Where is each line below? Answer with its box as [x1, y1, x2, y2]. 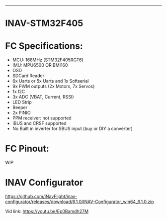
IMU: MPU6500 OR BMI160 [12, 62, 68, 68]
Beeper [12, 105, 28, 110]
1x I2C [12, 89, 25, 95]
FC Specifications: [5, 40, 83, 52]
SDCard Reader [12, 73, 45, 79]
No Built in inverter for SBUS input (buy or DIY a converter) [12, 125, 133, 132]
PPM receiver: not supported [12, 115, 72, 121]
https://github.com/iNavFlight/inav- [5, 194, 78, 199]
